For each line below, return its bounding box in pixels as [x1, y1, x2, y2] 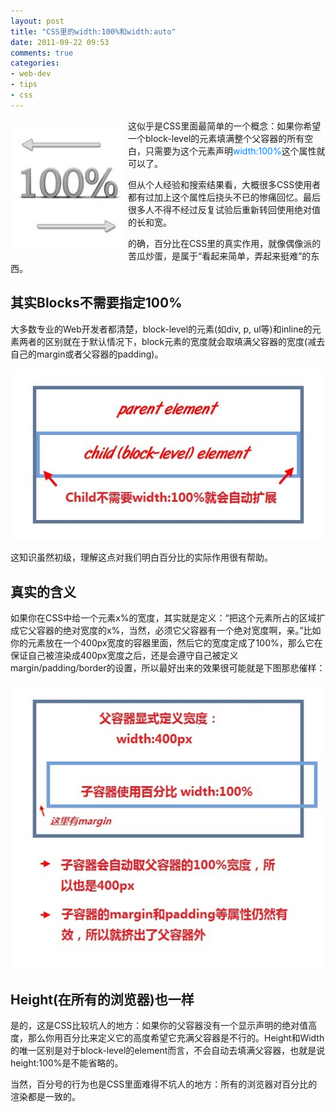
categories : [10, 58, 60, 69]
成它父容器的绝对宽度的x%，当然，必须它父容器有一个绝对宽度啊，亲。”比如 [10, 625, 322, 637]
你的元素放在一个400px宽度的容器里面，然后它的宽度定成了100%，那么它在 [10, 637, 323, 649]
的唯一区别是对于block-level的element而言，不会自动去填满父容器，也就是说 [10, 1045, 326, 1057]
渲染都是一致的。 [10, 1091, 81, 1103]
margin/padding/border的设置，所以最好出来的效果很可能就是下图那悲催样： [10, 662, 326, 674]
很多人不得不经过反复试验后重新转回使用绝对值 [128, 203, 321, 215]
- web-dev [10, 69, 52, 79]
